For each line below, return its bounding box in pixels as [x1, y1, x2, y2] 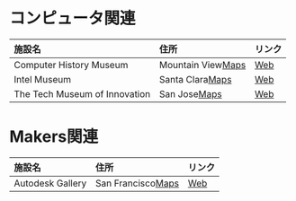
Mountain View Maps [158, 58, 247, 71]
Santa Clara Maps [158, 73, 232, 85]
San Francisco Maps [95, 177, 180, 189]
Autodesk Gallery [13, 177, 87, 189]
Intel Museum [13, 73, 72, 85]
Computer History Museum [13, 58, 129, 71]
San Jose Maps [158, 87, 222, 100]
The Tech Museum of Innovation [13, 87, 151, 100]
